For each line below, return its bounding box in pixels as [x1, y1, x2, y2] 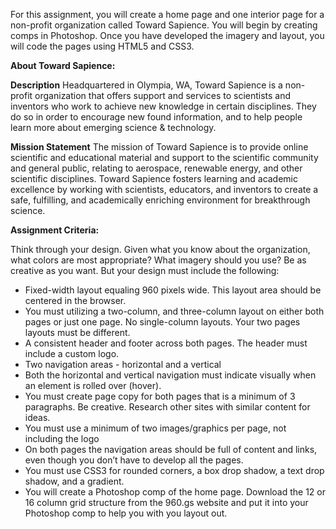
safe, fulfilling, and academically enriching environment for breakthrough [10, 194, 311, 206]
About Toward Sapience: [10, 60, 116, 71]
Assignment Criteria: [10, 224, 100, 236]
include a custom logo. [24, 348, 120, 359]
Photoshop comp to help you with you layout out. [24, 507, 228, 519]
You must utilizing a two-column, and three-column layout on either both [24, 305, 325, 317]
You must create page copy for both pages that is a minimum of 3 [24, 390, 296, 402]
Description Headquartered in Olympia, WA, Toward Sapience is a [10, 79, 283, 91]
